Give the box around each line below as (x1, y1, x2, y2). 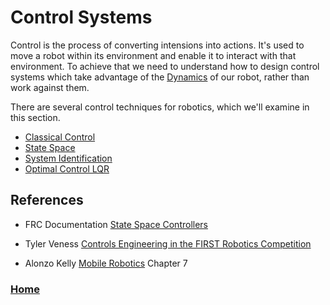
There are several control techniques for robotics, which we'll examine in (10, 101, 310, 113)
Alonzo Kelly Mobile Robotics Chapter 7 (24, 257, 188, 269)
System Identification (24, 152, 113, 164)
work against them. (10, 81, 90, 93)
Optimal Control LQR (24, 162, 110, 175)
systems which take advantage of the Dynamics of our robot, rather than (10, 71, 310, 83)
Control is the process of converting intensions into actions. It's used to (10, 39, 305, 51)
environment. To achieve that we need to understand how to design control (10, 60, 320, 72)
